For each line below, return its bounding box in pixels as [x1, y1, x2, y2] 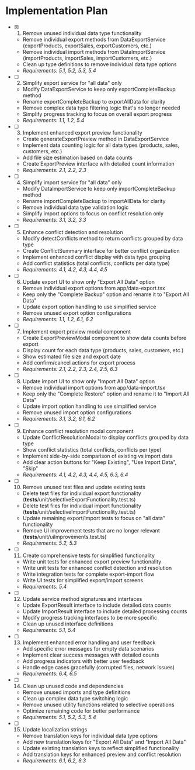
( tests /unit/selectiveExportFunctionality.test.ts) [22, 496, 136, 503]
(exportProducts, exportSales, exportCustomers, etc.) [22, 42, 152, 49]
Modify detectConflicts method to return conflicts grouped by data [22, 235, 183, 242]
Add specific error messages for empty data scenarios [22, 645, 154, 652]
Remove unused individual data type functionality [22, 29, 142, 36]
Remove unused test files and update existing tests [22, 483, 145, 490]
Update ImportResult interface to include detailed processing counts [22, 607, 187, 615]
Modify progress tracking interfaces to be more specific [22, 614, 158, 621]
